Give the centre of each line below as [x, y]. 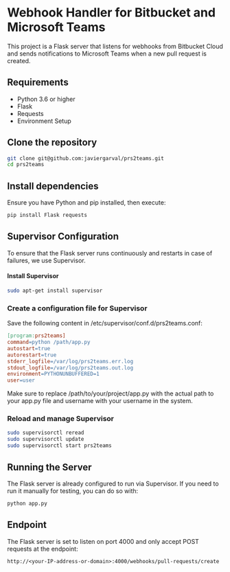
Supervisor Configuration [63, 237]
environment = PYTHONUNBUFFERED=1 [53, 374]
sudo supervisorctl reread [46, 433]
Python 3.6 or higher [46, 99]
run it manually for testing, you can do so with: [73, 491]
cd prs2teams [26, 165]
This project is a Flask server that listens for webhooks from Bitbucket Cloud [115, 46]
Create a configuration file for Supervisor [77, 308]
